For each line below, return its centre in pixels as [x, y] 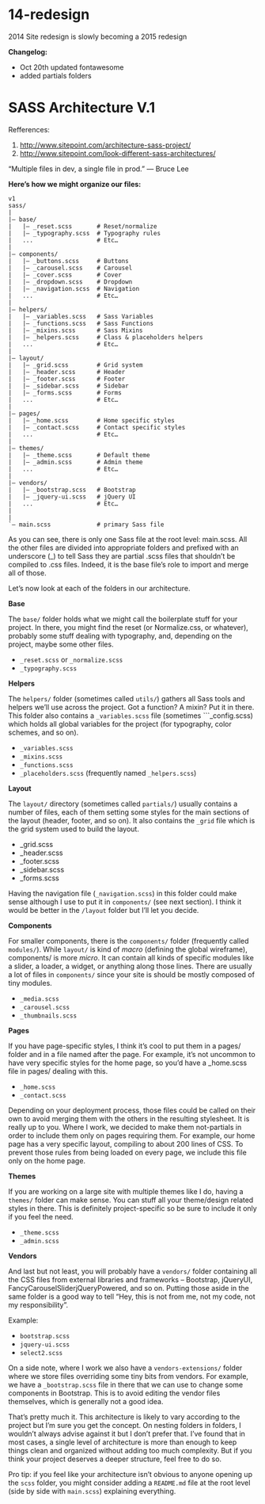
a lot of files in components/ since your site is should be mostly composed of [132, 974]
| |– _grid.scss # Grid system [76, 365]
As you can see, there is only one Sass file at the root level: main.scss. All [128, 539]
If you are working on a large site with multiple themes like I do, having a [126, 1191]
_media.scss [39, 999]
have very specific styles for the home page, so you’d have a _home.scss [128, 1063]
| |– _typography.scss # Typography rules [84, 233]
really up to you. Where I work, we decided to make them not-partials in [125, 1127]
